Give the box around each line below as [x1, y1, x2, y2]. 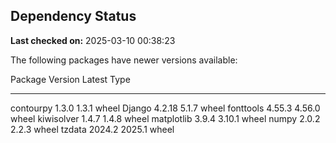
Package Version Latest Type [10, 73, 131, 85]
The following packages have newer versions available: [10, 54, 238, 66]
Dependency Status [10, 8, 137, 25]
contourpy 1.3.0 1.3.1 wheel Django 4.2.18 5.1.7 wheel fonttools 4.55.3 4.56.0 [10, 102, 321, 114]
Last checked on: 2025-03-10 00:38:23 [10, 34, 176, 46]
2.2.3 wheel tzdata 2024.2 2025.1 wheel [10, 123, 175, 135]
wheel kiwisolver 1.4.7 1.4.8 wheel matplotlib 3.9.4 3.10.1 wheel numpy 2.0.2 [10, 112, 321, 124]
